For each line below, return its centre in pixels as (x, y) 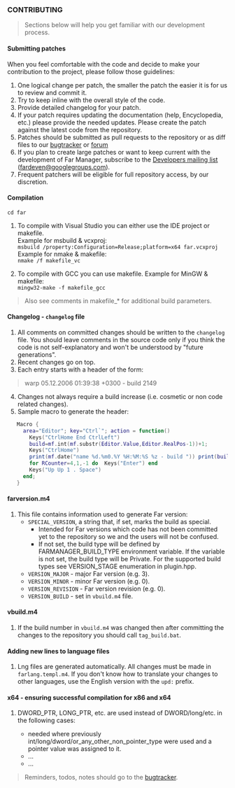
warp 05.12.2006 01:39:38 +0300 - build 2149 (91, 383)
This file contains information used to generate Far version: (102, 514)
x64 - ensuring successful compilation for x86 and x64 (89, 697)
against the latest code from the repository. (79, 129)
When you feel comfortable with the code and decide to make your (104, 64)
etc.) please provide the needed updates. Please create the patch (112, 122)
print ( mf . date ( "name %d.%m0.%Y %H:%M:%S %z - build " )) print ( (123, 457)
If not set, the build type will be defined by (99, 544)
